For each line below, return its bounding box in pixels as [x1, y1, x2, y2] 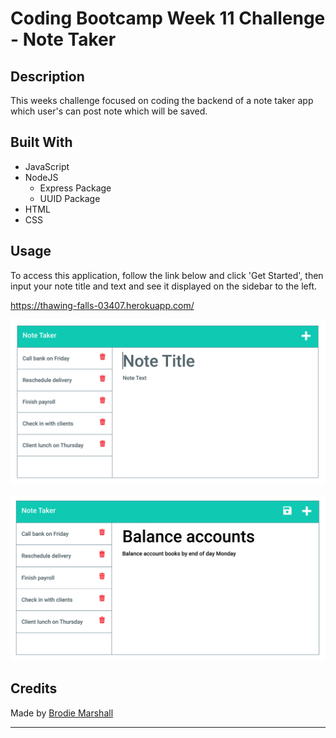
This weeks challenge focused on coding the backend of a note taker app [10, 95, 314, 106]
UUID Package [39, 192, 101, 204]
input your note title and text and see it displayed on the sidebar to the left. [10, 280, 318, 292]
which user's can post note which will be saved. [10, 105, 208, 117]
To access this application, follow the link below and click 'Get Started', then [10, 269, 324, 281]
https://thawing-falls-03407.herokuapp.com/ [10, 299, 195, 311]
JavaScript [24, 160, 70, 172]
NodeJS [24, 171, 59, 183]
